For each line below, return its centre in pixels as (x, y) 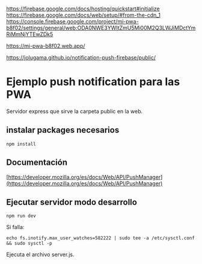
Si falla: (15, 227)
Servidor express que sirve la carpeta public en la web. (75, 111)
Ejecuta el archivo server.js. (40, 254)
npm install (21, 144)
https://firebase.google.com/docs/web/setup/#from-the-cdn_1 (84, 15)
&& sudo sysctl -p (29, 244)
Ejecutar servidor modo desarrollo (72, 202)
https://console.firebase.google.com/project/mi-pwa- (73, 21)
